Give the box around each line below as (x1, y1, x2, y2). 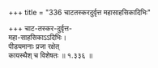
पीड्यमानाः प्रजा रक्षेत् (8, 42, 60, 51)
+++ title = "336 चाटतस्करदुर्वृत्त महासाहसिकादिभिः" (8, 8, 152, 17)
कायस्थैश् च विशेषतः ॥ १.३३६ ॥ (8, 50, 93, 60)
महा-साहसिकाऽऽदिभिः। (8, 33, 67, 42)
